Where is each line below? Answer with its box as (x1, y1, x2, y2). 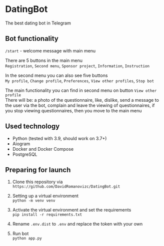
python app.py (12, 236, 42, 241)
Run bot (12, 231, 29, 237)
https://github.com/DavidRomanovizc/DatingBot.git (12, 184, 120, 189)
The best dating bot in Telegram (5, 20, 71, 26)
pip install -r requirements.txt (12, 212, 82, 218)
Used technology (5, 122, 60, 131)
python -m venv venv (12, 198, 55, 203)
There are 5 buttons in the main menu (5, 57, 82, 63)
